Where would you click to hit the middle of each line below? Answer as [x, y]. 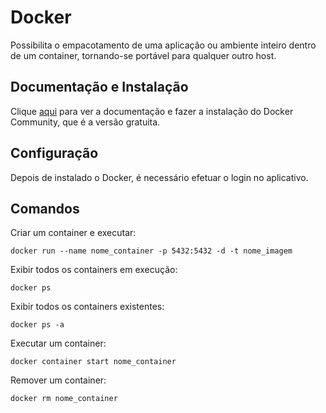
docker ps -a [37, 325]
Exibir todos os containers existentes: [87, 307]
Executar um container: [58, 343]
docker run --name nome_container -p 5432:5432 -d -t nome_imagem [151, 251]
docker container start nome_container [93, 362]
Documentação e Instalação [99, 87]
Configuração [54, 153]
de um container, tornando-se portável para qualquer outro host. [143, 55]
